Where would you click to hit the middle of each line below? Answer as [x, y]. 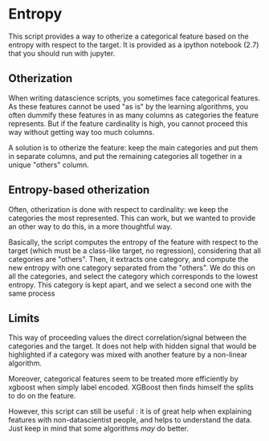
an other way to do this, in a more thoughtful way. [90, 227]
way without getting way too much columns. [82, 132]
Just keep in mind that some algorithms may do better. [99, 429]
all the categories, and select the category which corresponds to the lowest [133, 276]
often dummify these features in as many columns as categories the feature [134, 115]
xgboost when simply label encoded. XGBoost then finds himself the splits [131, 387]
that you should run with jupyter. [62, 53]
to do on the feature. [42, 396]
